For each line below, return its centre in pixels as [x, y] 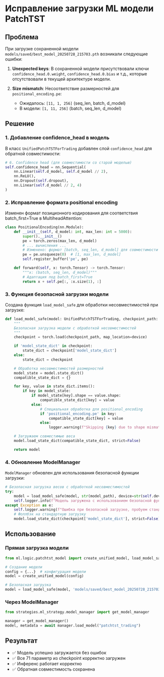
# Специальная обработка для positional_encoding [91, 409]
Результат [21, 641]
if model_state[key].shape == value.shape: [76, 396]
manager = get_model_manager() [37, 621]
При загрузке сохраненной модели [42, 49]
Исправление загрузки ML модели [79, 9]
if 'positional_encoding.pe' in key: [78, 414]
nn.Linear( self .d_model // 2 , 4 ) [48, 186]
